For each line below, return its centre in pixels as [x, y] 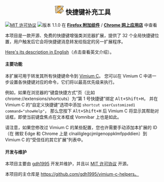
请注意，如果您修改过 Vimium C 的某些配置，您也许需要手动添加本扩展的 [79, 128]
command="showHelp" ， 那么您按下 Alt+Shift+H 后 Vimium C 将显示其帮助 [80, 111]
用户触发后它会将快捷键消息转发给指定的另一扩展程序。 [69, 41]
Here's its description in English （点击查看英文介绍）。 [60, 52]
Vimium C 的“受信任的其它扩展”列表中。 [45, 140]
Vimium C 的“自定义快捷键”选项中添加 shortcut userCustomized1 [70, 105]
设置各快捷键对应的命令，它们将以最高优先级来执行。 [63, 82]
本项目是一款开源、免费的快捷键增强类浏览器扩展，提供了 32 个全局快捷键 [80, 35]
